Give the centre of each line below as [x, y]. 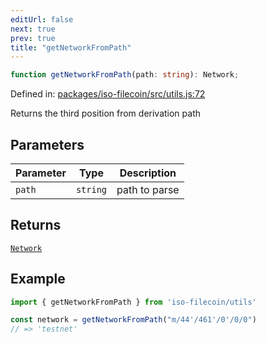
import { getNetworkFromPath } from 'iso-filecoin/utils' [133, 302]
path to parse [148, 189]
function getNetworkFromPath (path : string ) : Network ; [125, 75]
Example [38, 279]
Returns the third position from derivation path [106, 113]
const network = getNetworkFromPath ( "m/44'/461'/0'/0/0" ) [133, 320]
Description [148, 173]
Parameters [47, 144]
